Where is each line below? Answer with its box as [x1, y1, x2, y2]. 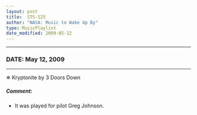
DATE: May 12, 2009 [6, 55, 65, 63]
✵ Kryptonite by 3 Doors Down [6, 74, 81, 81]
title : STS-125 [6, 14, 46, 20]
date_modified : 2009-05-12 [6, 31, 72, 36]
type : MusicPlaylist [6, 25, 57, 31]
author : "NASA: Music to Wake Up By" [6, 19, 98, 25]
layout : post [6, 8, 38, 15]
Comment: [6, 87, 33, 94]
